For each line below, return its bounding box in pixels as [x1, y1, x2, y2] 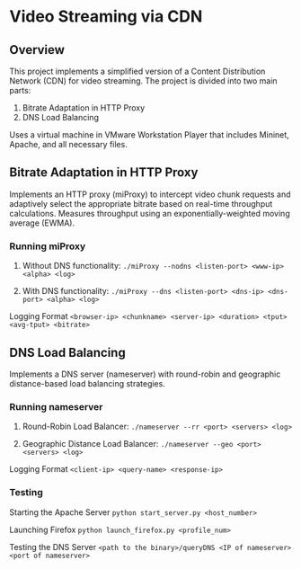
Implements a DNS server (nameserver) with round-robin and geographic [9, 369, 281, 379]
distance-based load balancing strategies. [9, 378, 166, 388]
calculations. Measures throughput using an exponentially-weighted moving [9, 208, 290, 218]
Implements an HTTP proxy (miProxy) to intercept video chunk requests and [9, 189, 291, 200]
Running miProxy [9, 240, 86, 253]
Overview [9, 42, 66, 58]
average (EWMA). [9, 218, 75, 228]
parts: [9, 85, 31, 95]
